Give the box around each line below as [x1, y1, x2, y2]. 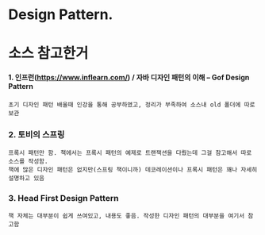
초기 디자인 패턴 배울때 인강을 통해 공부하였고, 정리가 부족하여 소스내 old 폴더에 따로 [8, 101, 255, 109]
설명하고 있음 [8, 174, 45, 182]
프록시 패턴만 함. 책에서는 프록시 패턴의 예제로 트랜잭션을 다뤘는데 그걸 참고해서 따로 [8, 148, 252, 156]
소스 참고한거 [8, 44, 89, 63]
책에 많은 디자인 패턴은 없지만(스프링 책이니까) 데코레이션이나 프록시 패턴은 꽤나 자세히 [8, 165, 258, 174]
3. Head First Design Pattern [8, 192, 119, 203]
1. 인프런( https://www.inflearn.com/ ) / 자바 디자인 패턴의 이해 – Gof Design [8, 72, 250, 82]
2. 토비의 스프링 [8, 129, 65, 140]
